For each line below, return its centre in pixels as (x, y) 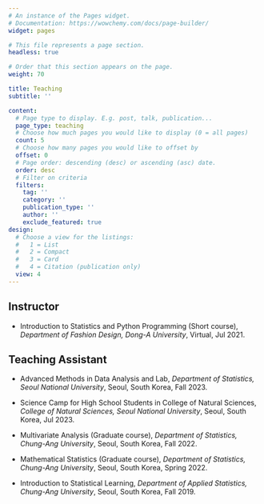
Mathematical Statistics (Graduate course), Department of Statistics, (133, 459)
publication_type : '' (58, 208)
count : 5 (30, 141)
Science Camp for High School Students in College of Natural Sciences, (138, 403)
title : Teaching (35, 89)
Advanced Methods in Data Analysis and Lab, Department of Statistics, (137, 379)
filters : (30, 185)
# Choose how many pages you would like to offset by (107, 148)
